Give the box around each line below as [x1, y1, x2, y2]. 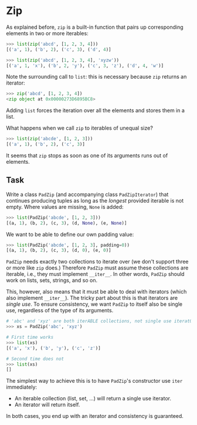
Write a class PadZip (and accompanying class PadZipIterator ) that [6, 191, 169, 198]
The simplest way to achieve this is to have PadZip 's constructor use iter [6, 377, 183, 384]
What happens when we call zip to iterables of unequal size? [6, 124, 154, 131]
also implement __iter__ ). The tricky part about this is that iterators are [6, 295, 178, 302]
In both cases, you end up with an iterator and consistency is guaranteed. [6, 413, 184, 420]
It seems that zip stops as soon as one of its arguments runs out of [6, 151, 168, 159]
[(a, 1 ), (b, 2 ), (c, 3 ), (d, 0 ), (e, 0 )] [6, 248, 111, 254]
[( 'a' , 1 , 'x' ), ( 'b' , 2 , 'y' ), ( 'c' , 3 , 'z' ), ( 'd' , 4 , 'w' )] [6, 63, 164, 69]
